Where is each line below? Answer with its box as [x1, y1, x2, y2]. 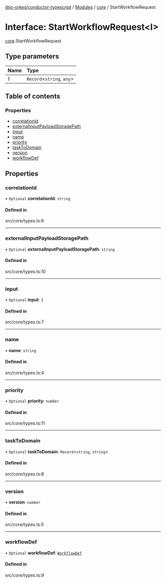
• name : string [5, 347, 37, 353]
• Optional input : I [5, 297, 43, 303]
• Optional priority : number [5, 398, 59, 404]
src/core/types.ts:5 [5, 522, 44, 528]
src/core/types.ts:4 [5, 370, 44, 375]
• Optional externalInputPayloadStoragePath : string [5, 246, 115, 252]
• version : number [5, 499, 41, 505]
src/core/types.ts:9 [5, 572, 44, 578]
